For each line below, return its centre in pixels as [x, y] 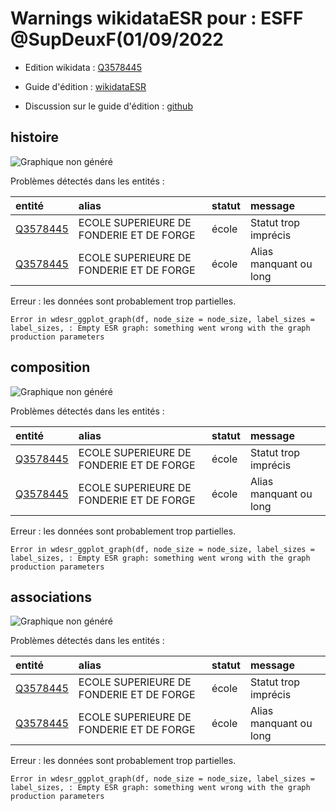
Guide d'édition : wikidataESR [85, 86]
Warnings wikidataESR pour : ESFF [157, 18]
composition [50, 367]
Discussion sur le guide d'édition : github [108, 106]
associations [51, 597]
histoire [35, 137]
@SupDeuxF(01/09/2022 [117, 39]
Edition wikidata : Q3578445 [83, 67]
